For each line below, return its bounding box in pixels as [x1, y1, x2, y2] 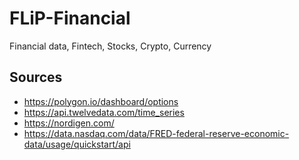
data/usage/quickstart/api [23, 138, 131, 150]
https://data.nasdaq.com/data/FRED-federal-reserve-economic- [23, 127, 290, 139]
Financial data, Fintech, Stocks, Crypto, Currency [9, 40, 212, 52]
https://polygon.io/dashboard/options [23, 95, 179, 107]
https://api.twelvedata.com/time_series [23, 106, 185, 118]
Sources [9, 69, 63, 86]
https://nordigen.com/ [23, 117, 115, 129]
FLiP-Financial [9, 7, 131, 30]
